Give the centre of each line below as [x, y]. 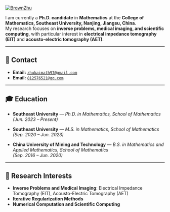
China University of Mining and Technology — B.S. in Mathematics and [88, 144]
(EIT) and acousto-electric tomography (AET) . [54, 39]
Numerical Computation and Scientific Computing [66, 204]
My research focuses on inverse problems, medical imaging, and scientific [85, 28]
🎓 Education [27, 99]
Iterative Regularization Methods [48, 199]
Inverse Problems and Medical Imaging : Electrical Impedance [77, 188]
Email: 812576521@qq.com [38, 78]
